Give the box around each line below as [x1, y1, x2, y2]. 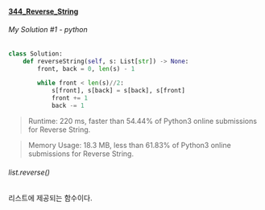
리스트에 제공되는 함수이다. [8, 193, 93, 203]
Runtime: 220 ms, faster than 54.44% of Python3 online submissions [27, 116, 258, 126]
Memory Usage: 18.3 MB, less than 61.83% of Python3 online [27, 140, 231, 150]
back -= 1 [51, 101, 85, 110]
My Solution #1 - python [8, 25, 89, 35]
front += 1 [51, 94, 89, 102]
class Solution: [8, 49, 63, 58]
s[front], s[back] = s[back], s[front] [51, 87, 185, 95]
